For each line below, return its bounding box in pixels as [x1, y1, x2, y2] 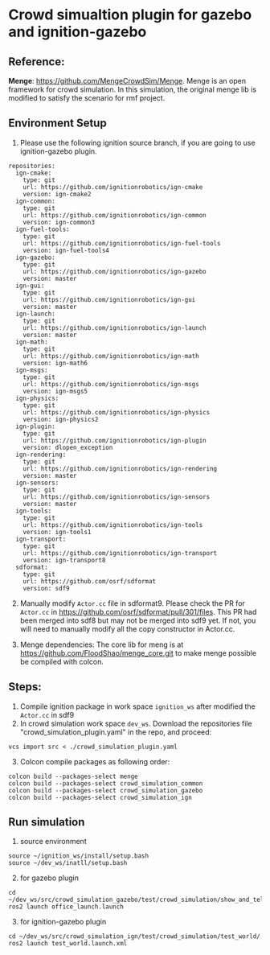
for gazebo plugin [19, 873, 79, 883]
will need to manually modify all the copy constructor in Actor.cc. [19, 624, 235, 633]
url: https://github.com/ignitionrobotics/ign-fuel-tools [22, 239, 221, 247]
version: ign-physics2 [22, 415, 99, 423]
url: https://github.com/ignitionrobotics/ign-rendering [22, 464, 218, 472]
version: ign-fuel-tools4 [22, 246, 110, 254]
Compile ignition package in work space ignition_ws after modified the [19, 702, 256, 711]
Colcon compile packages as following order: [19, 756, 170, 766]
